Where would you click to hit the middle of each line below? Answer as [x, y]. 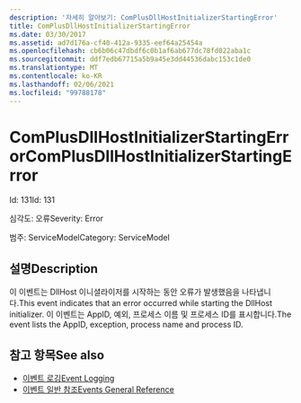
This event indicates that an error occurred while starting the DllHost [145, 303]
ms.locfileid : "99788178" [58, 92]
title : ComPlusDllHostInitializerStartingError [100, 26]
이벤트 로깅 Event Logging [68, 379]
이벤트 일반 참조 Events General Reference [98, 390]
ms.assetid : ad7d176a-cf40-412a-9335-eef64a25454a [106, 43]
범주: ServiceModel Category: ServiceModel [90, 238]
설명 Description [54, 269]
